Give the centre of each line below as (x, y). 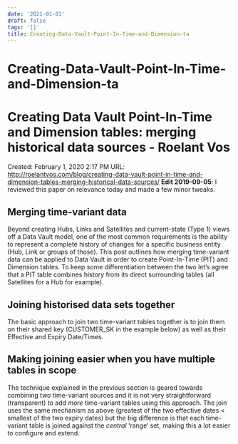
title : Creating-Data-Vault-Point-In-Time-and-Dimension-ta (99, 34)
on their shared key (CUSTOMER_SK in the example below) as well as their (117, 329)
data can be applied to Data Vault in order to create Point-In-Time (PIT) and (118, 259)
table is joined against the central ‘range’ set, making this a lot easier (130, 425)
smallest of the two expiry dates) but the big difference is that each (106, 418)
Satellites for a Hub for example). (56, 282)
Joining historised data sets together (91, 305)
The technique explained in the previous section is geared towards (105, 387)
